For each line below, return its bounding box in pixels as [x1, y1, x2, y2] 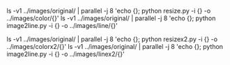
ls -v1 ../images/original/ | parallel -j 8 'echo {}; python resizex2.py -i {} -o [6, 35, 217, 43]
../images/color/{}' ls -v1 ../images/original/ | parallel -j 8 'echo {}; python [6, 14, 216, 22]
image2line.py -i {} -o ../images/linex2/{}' [6, 50, 125, 58]
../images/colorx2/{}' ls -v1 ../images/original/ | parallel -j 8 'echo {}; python [6, 43, 224, 50]
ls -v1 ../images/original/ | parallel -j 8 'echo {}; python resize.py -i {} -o [6, 7, 211, 15]
